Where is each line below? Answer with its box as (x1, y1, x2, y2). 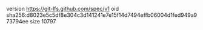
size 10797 (30, 18, 56, 25)
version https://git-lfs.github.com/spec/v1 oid (6, 5, 119, 12)
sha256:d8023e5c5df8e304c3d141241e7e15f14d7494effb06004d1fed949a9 (6, 11, 198, 19)
